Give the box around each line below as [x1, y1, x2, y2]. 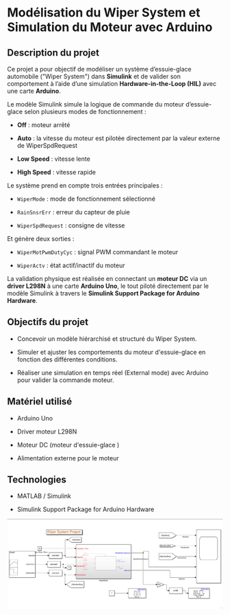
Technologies [7, 474, 67, 486]
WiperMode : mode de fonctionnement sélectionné [16, 194, 156, 203]
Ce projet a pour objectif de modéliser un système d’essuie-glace [7, 65, 192, 73]
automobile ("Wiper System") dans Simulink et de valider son [7, 72, 181, 80]
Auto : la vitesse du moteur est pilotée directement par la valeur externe [16, 134, 220, 142]
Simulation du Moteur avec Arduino [7, 19, 213, 35]
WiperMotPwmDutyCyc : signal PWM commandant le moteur [16, 248, 179, 256]
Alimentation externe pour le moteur [16, 454, 120, 462]
